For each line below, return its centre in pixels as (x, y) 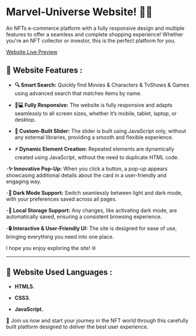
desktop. (25, 119)
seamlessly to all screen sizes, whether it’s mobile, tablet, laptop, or (95, 113)
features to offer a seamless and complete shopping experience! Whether (95, 34)
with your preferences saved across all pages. (62, 199)
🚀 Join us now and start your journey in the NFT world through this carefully (97, 320)
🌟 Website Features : (44, 71)
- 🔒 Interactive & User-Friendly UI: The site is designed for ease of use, (91, 228)
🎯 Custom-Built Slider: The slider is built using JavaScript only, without (100, 131)
